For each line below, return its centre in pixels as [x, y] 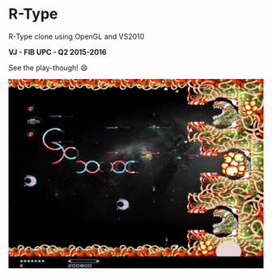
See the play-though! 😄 [48, 67]
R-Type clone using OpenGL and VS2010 [76, 36]
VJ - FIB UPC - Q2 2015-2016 [57, 52]
